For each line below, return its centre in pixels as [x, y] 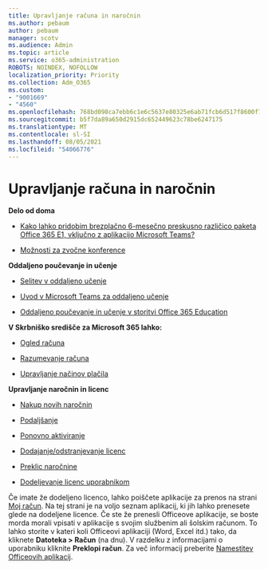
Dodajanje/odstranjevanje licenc [73, 451]
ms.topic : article [39, 53]
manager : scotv [33, 38]
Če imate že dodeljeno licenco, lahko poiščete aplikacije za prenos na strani [133, 498]
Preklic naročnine [48, 467]
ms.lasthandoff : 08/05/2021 [55, 142]
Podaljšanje [39, 421]
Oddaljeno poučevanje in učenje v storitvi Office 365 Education [124, 312]
